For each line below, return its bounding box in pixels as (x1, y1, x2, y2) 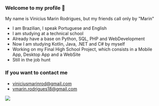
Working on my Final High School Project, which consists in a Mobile (12, 47, 153, 53)
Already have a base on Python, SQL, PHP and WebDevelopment (12, 36, 145, 42)
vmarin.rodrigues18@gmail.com (12, 86, 78, 92)
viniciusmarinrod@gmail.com (12, 80, 72, 86)
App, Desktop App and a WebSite (12, 52, 81, 57)
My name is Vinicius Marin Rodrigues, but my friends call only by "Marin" (5, 16, 155, 22)
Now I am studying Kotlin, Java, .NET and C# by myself (12, 41, 125, 47)
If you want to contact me (5, 69, 68, 76)
